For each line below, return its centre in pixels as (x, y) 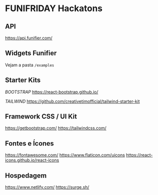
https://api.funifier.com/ (29, 38)
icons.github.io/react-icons (32, 160)
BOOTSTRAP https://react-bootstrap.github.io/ (52, 92)
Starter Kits (23, 80)
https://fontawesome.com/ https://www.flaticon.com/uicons (65, 155)
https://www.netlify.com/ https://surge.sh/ (47, 187)
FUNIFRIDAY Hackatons (54, 8)
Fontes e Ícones (30, 143)
